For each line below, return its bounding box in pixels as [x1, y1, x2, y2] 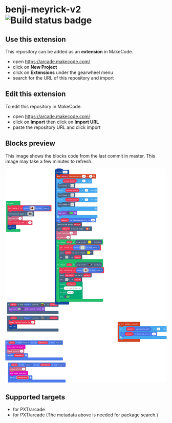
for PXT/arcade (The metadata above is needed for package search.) [12, 412, 159, 418]
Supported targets [5, 393, 66, 401]
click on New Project [12, 64, 57, 70]
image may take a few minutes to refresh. [5, 158, 93, 164]
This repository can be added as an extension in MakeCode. [5, 49, 134, 54]
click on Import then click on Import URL [12, 119, 99, 125]
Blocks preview [5, 139, 55, 148]
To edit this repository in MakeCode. [5, 103, 82, 109]
